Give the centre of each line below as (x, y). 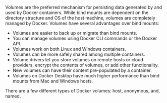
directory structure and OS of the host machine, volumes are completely (80, 18)
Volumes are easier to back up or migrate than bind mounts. (75, 33)
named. (13, 96)
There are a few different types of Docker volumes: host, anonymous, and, (83, 91)
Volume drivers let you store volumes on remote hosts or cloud (78, 60)
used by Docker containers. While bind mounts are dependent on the (77, 13)
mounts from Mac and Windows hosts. (53, 81)
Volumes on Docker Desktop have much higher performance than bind (86, 76)
